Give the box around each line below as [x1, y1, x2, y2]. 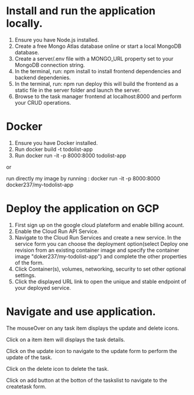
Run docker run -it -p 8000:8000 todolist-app [14, 152, 127, 159]
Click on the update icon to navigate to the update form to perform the [6, 347, 177, 354]
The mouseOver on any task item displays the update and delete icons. [6, 324, 179, 332]
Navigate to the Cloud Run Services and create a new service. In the [14, 234, 182, 241]
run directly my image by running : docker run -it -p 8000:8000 [6, 174, 161, 182]
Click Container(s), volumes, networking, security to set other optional [14, 265, 186, 273]
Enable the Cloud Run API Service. [14, 228, 99, 235]
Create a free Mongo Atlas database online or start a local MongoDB [14, 43, 182, 50]
